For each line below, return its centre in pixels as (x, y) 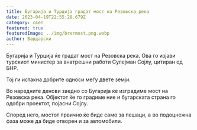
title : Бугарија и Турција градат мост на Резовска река (78, 11)
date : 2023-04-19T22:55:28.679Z (46, 17)
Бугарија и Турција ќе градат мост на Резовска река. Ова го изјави (91, 56)
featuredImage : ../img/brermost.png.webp (58, 34)
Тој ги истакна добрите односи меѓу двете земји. (69, 79)
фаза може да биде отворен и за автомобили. (64, 121)
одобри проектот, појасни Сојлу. (47, 103)
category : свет (25, 22)
